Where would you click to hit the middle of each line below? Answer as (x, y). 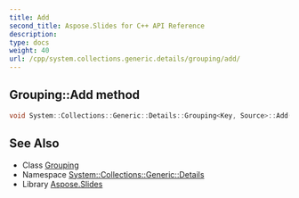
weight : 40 (29, 51)
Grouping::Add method (75, 95)
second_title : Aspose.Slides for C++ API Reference (107, 26)
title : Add (29, 17)
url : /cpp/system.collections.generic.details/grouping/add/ (125, 59)
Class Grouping (50, 165)
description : (33, 34)
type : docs (29, 42)
